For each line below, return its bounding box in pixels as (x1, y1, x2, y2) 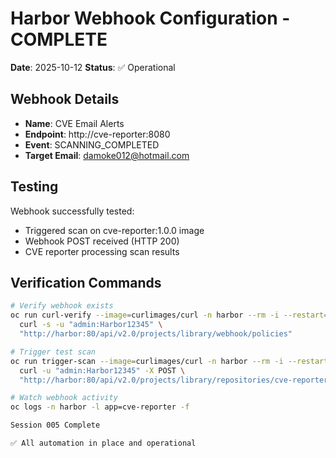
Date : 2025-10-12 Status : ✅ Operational (10, 61, 176, 73)
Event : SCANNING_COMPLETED (24, 138, 160, 151)
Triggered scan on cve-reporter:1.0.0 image (24, 224, 205, 236)
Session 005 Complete (10, 420, 101, 431)
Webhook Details (10, 91, 120, 108)
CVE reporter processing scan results (24, 245, 180, 257)
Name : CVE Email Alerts (24, 117, 125, 129)
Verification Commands (10, 274, 162, 291)
